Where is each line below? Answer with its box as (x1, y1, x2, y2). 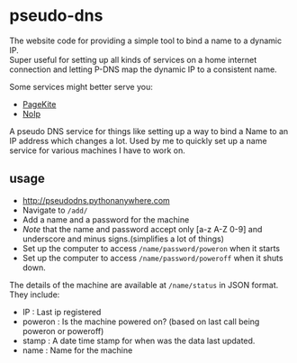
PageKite (22, 98, 57, 109)
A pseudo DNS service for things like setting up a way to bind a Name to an (9, 125, 289, 136)
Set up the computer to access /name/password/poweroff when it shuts (22, 252, 283, 263)
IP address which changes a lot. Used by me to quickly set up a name (9, 135, 267, 146)
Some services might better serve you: (9, 81, 153, 92)
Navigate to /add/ (22, 204, 88, 215)
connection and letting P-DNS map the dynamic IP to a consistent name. (9, 64, 277, 75)
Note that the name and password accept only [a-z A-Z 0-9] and (22, 223, 263, 234)
